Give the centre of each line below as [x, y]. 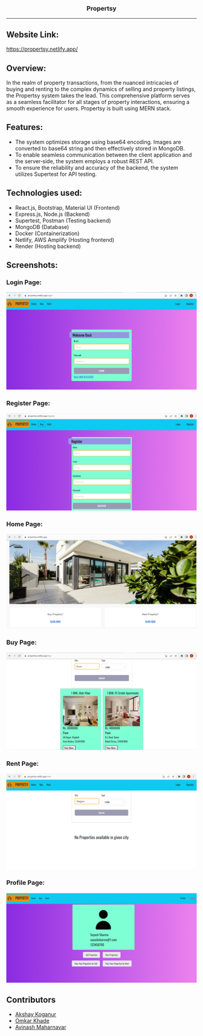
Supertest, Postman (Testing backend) [63, 220]
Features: [25, 127]
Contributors [31, 999]
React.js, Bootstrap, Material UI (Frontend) [67, 207]
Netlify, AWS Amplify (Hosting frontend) [65, 239]
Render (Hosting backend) [48, 246]
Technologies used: [44, 193]
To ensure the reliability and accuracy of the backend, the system [96, 167]
